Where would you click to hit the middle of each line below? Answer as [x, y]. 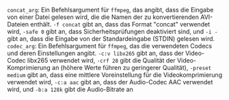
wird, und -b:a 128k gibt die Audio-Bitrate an [70, 89]
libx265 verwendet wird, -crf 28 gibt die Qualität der [101, 60]
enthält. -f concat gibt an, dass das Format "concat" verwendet [120, 24]
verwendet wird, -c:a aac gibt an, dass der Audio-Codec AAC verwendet [110, 82]
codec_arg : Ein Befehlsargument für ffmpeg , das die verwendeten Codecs [110, 46]
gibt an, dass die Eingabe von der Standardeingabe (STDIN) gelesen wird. [111, 39]
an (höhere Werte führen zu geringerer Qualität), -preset [132, 68]
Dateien [18, 24]
